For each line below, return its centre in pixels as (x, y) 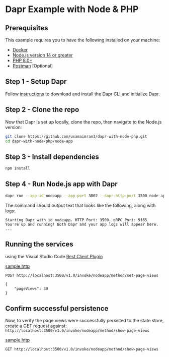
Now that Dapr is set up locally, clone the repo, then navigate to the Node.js (83, 122)
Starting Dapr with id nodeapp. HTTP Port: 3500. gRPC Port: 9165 (76, 220)
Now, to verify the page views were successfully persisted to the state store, (84, 321)
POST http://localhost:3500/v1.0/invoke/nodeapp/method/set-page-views (82, 275)
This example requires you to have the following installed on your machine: (83, 40)
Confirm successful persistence (57, 308)
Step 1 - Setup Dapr (36, 82)
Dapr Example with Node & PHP (72, 9)
